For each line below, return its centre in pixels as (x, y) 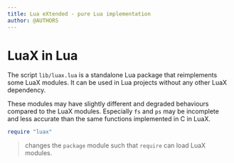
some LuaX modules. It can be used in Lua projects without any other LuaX (117, 83)
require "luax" (30, 132)
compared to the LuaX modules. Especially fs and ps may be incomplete (113, 111)
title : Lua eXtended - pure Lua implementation (79, 14)
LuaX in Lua (43, 56)
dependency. (27, 90)
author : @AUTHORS (33, 21)
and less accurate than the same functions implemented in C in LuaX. (109, 119)
